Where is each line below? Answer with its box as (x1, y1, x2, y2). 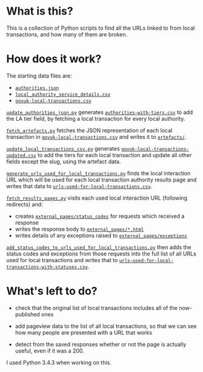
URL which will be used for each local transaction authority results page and (6, 176, 197, 183)
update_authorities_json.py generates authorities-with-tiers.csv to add (6, 108, 193, 116)
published (15, 311, 41, 318)
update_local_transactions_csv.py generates (6, 144, 120, 152)
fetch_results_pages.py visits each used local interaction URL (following (6, 194, 188, 201)
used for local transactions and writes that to (6, 256, 118, 263)
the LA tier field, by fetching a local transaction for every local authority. (6, 115, 185, 122)
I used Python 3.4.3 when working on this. (6, 359, 112, 366)
